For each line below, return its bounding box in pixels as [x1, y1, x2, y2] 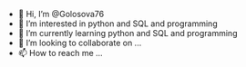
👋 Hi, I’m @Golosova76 [17, 9, 105, 19]
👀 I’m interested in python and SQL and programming [17, 18, 218, 29]
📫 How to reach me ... [17, 48, 103, 58]
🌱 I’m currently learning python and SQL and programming [17, 28, 238, 38]
